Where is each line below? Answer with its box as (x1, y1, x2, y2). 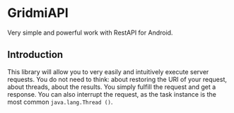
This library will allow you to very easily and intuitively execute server (7, 67, 209, 76)
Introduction (7, 49, 64, 61)
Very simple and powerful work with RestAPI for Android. (7, 28, 173, 37)
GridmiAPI (7, 5, 69, 21)
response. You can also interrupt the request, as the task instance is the (7, 90, 217, 98)
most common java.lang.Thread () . (7, 97, 113, 106)
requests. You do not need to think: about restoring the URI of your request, (7, 75, 228, 83)
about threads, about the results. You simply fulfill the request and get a (7, 83, 216, 91)
